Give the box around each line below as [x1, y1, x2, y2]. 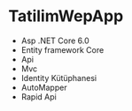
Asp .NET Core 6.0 [20, 35, 89, 46]
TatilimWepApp [8, 6, 124, 26]
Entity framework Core [20, 44, 105, 55]
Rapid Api [20, 91, 57, 102]
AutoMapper [20, 82, 67, 92]
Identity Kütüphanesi [20, 72, 97, 83]
